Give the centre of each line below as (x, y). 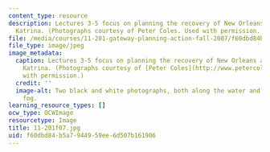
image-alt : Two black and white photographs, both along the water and (138, 90)
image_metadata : (35, 53)
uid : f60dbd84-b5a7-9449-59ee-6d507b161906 (82, 135)
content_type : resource (48, 16)
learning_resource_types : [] (57, 105)
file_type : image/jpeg (46, 46)
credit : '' (34, 83)
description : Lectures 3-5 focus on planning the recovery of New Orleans (136, 23)
